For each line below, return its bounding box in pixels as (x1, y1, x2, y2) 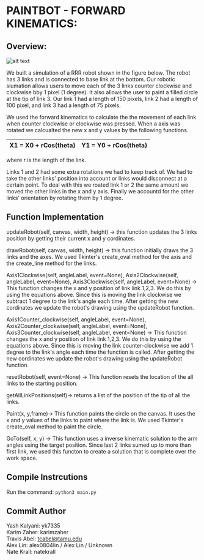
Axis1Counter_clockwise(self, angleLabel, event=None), (6, 316, 147, 323)
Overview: (6, 41, 47, 51)
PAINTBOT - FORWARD (6, 4, 126, 18)
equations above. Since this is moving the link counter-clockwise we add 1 (6, 342, 194, 349)
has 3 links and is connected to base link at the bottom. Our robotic (6, 76, 175, 83)
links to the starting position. (6, 379, 78, 387)
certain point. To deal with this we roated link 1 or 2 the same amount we (6, 181, 189, 189)
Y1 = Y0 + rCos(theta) (81, 141, 148, 149)
